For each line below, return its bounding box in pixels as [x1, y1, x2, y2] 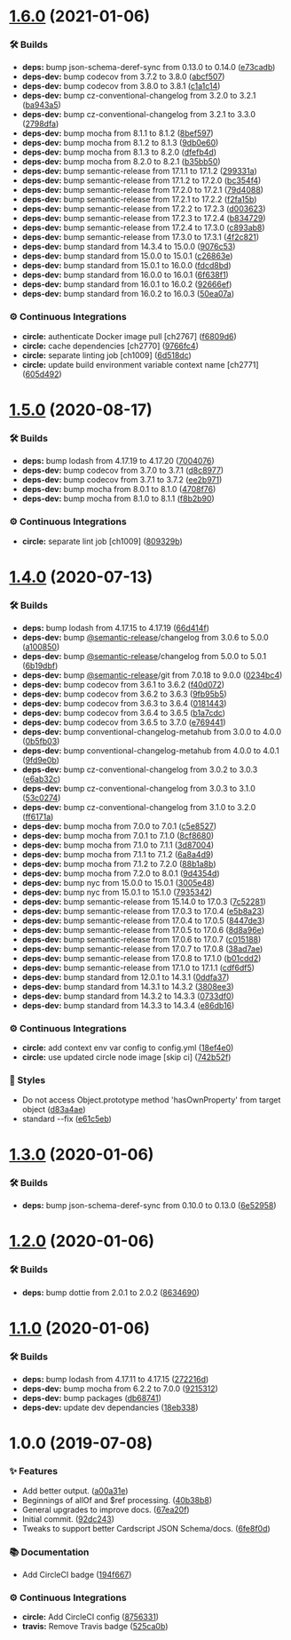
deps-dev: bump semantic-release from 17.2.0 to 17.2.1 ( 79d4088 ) [21, 185, 264, 195]
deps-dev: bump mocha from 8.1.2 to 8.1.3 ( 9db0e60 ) [21, 138, 219, 148]
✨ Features [9, 1465, 59, 1477]
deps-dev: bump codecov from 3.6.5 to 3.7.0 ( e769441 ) [21, 717, 226, 728]
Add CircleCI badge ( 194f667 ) [21, 1569, 132, 1580]
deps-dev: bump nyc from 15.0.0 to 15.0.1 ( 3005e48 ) [21, 878, 216, 888]
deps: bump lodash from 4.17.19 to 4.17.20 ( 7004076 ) [21, 456, 215, 466]
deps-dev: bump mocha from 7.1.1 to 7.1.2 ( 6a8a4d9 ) [21, 849, 214, 860]
